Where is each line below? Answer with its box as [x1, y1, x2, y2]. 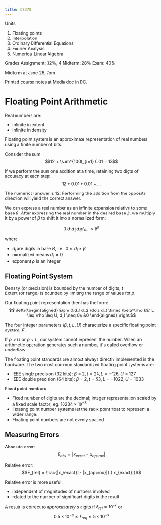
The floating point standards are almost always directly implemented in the [5, 356, 154, 362]
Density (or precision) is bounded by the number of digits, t [5, 285, 124, 291]
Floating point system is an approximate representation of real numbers [5, 136, 148, 142]
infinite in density [12, 127, 47, 133]
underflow [5, 347, 26, 353]
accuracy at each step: [5, 173, 51, 179]
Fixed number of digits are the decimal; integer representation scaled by [12, 395, 157, 401]
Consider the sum [5, 151, 41, 156]
